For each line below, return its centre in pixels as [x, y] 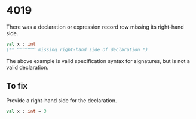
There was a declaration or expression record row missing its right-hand [95, 27]
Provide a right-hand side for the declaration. [62, 100]
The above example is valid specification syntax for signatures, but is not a [98, 61]
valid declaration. [27, 67]
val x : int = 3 [26, 111]
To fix [17, 86]
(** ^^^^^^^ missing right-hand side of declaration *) [77, 49]
